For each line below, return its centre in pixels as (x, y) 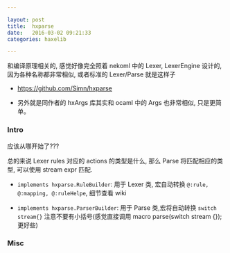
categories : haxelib (37, 39)
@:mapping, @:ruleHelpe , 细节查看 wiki (72, 193)
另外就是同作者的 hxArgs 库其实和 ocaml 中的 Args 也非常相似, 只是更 (116, 103)
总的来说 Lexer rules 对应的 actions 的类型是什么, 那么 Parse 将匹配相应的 (112, 161)
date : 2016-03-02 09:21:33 (49, 33)
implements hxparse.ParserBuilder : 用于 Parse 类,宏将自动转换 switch (117, 207)
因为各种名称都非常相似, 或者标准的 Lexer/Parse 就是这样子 (91, 74)
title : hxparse (30, 26)
